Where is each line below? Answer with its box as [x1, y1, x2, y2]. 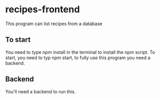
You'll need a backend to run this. [5, 88, 76, 94]
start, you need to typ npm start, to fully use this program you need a [5, 54, 151, 61]
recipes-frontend [5, 4, 80, 15]
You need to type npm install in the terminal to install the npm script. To [5, 49, 155, 55]
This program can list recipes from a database [5, 21, 103, 27]
